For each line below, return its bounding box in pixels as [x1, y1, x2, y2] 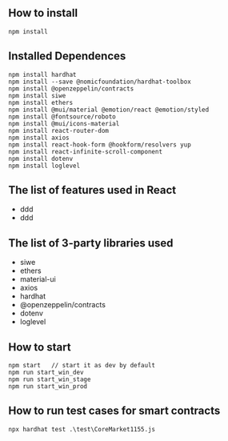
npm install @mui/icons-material [8, 119, 120, 127]
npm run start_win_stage [8, 375, 91, 383]
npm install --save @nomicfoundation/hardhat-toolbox [8, 78, 192, 86]
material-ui [19, 275, 56, 284]
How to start [8, 340, 71, 354]
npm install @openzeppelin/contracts [8, 84, 134, 93]
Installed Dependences [8, 50, 126, 63]
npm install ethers [8, 98, 74, 106]
